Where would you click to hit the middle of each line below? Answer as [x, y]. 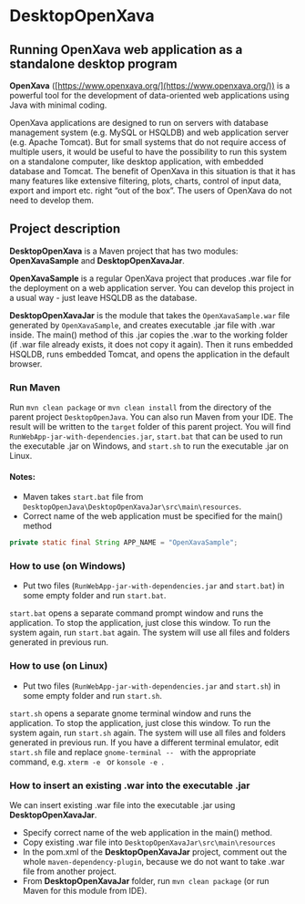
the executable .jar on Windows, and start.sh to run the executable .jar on [149, 446]
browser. [26, 364]
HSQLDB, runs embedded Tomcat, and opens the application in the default [149, 354]
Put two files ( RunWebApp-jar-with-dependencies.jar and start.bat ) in [153, 586]
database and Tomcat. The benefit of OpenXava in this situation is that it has [152, 171]
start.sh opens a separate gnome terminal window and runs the [131, 713]
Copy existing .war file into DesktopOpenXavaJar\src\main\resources [149, 842]
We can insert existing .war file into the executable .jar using [122, 805]
